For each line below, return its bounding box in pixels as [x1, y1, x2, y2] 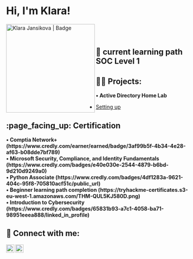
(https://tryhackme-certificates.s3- [97, 186, 188, 193]
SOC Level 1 [96, 56, 140, 66]
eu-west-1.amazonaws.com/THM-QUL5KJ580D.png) [6, 192, 140, 199]
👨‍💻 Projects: [96, 76, 142, 86]
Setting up [96, 103, 121, 110]
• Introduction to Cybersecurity [6, 199, 85, 206]
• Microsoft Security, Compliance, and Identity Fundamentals [6, 155, 159, 162]
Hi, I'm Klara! [6, 4, 71, 18]
